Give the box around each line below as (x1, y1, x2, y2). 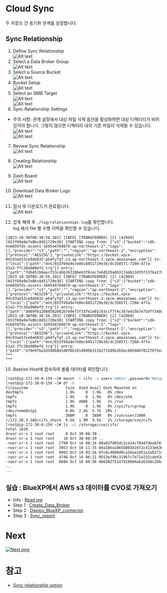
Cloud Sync (5, 3, 55, 14)
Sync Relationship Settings (12, 106, 68, 112)
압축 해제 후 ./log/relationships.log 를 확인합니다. (12, 219, 114, 225)
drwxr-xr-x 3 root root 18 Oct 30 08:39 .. (5, 436, 104, 441)
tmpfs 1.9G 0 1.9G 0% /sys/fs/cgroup (5, 404, 146, 409)
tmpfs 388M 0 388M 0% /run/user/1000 (5, 413, 146, 418)
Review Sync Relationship (12, 143, 66, 149)
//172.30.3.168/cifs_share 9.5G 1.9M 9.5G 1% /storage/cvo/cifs (5, 418, 153, 423)
